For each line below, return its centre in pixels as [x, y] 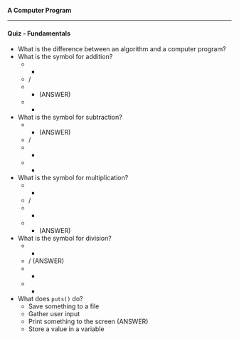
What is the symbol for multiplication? [73, 178]
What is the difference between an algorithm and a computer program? [122, 49]
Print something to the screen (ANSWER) [88, 322]
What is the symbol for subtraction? [70, 118]
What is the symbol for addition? [65, 57]
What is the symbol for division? [64, 239]
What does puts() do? [50, 299]
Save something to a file [64, 306]
